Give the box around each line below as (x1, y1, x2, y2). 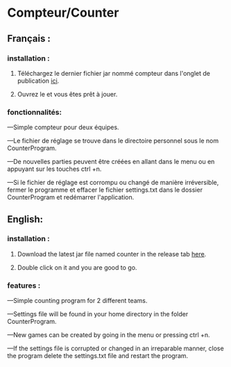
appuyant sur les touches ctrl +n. (7, 165, 102, 173)
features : (7, 280, 41, 290)
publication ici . (17, 76, 60, 85)
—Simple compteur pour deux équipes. (7, 123, 119, 131)
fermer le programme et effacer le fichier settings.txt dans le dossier (7, 186, 203, 194)
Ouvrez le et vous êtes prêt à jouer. (17, 90, 118, 98)
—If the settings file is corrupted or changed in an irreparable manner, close (7, 344, 224, 352)
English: (7, 213, 44, 225)
